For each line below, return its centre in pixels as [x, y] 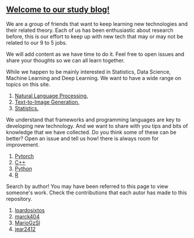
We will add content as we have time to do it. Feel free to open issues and [95, 54]
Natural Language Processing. [51, 95]
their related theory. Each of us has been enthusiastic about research [90, 30]
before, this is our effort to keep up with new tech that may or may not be [95, 36]
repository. [19, 199]
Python [23, 168]
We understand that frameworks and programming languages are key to [93, 120]
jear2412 [25, 229]
